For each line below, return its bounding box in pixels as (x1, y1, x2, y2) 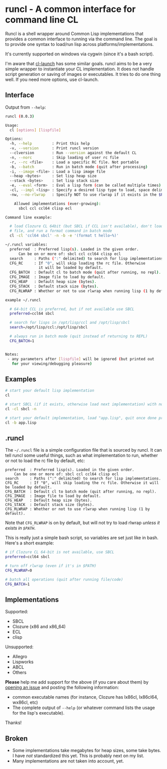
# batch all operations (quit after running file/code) (5, 577, 123, 582)
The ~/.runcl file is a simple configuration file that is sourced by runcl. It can (5, 447, 162, 453)
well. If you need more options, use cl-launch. (5, 76, 99, 82)
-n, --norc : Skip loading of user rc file (9, 155, 119, 160)
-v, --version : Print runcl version (9, 146, 99, 151)
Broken (5, 734, 28, 743)
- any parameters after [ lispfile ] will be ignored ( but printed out (7, 356, 155, 361)
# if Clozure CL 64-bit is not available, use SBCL (5, 550, 114, 555)
